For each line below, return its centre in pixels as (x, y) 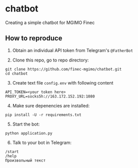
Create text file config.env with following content (63, 82)
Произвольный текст (25, 160)
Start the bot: (26, 124)
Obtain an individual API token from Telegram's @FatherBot (73, 50)
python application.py (29, 133)
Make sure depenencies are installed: (51, 105)
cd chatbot (16, 73)
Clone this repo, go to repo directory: (50, 60)
